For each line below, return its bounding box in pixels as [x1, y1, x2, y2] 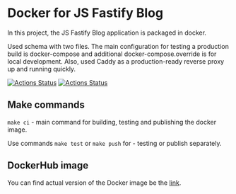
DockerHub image [7, 159, 89, 171]
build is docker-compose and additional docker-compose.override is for [7, 50, 217, 58]
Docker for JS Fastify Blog [7, 5, 164, 21]
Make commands [7, 99, 85, 111]
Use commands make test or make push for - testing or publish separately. [7, 139, 222, 147]
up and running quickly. [7, 64, 76, 73]
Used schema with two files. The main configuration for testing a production [7, 42, 230, 50]
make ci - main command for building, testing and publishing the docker [7, 118, 217, 126]
